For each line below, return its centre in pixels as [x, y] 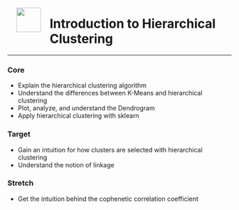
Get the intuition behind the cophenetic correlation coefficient [108, 199]
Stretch [21, 183]
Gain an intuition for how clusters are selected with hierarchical [110, 149]
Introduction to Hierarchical [133, 24]
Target [19, 135]
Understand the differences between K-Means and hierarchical [110, 93]
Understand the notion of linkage [66, 164]
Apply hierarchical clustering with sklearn [79, 116]
